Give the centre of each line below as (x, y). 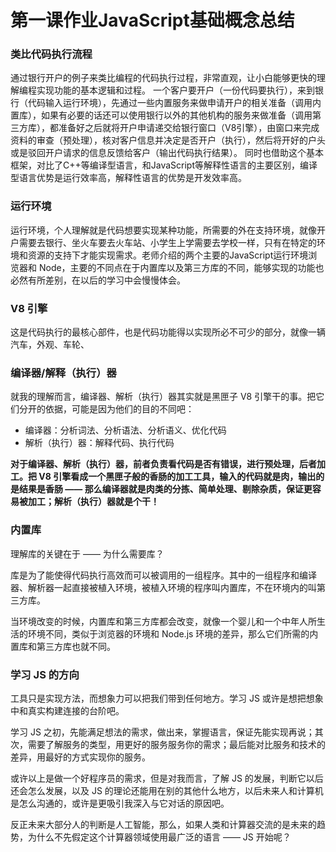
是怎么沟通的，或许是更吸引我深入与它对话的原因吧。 (120, 803)
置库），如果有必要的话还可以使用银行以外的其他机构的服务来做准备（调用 (161, 115)
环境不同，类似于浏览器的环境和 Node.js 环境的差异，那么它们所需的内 (173, 633)
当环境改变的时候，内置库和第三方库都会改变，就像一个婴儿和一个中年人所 (163, 621)
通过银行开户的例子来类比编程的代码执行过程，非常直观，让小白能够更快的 (163, 78)
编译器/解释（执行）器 (63, 373)
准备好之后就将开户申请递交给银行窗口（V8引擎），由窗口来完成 (189, 128)
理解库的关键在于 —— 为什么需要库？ (87, 553)
